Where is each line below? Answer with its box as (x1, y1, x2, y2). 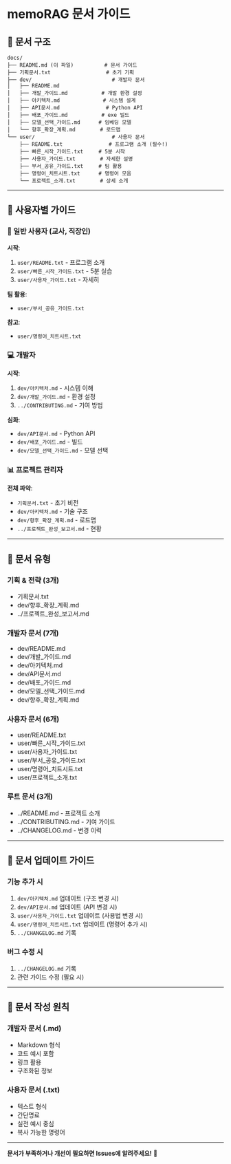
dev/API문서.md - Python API (16, 429, 96, 438)
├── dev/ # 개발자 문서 (7, 76, 145, 83)
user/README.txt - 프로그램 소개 (16, 258, 105, 266)
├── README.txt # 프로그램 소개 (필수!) (19, 141, 168, 148)
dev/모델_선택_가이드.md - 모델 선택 (16, 446, 109, 454)
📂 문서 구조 (7, 36, 52, 47)
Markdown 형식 (16, 1040, 60, 1049)
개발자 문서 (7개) (7, 628, 59, 638)
